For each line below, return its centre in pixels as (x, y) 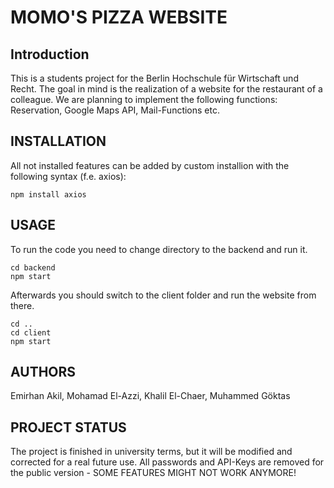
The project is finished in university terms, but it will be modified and (151, 452)
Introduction (50, 54)
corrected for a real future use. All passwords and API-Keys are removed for (167, 462)
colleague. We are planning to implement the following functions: (144, 99)
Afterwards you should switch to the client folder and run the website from (163, 295)
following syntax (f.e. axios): (68, 176)
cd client (31, 332)
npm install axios (48, 194)
